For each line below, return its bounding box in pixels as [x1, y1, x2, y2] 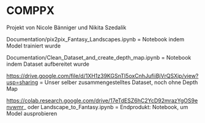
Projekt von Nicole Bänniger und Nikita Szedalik [6, 24, 127, 31]
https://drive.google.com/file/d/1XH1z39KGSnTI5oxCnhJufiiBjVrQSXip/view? [6, 72, 199, 79]
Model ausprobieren [6, 110, 58, 117]
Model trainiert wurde [6, 42, 61, 49]
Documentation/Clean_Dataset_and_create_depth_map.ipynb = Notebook [6, 54, 192, 61]
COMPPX [6, 4, 55, 18]
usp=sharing [6, 79, 39, 86]
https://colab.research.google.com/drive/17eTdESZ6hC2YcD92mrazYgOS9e [6, 97, 198, 104]
